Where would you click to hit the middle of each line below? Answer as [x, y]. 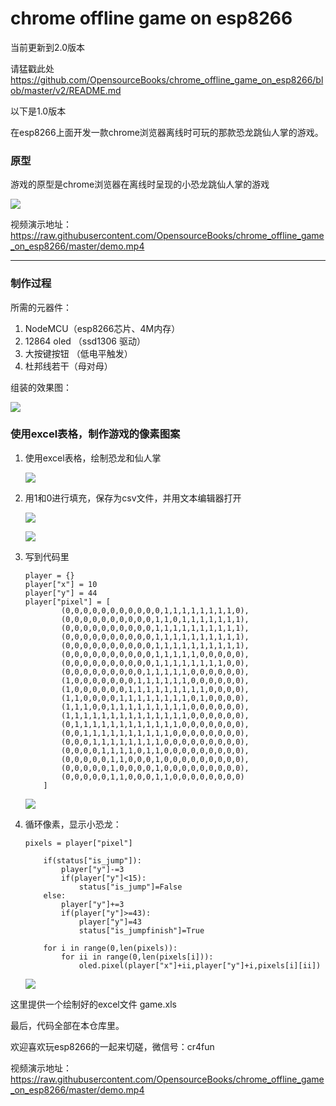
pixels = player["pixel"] [78, 843]
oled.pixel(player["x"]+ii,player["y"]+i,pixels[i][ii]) [200, 965]
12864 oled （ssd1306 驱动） [85, 341]
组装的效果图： [41, 387]
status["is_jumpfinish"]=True [141, 930]
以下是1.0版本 [38, 111]
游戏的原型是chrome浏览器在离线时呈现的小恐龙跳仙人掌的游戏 [140, 184]
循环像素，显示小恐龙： [73, 824]
